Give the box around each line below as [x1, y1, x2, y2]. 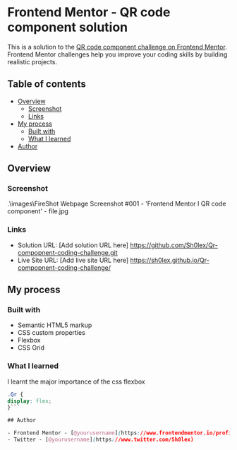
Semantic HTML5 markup [17, 321, 92, 329]
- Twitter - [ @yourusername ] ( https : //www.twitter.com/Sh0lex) [7, 436, 194, 444]
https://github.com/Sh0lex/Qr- [130, 241, 219, 249]
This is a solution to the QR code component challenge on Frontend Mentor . [7, 42, 227, 51]
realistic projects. [7, 57, 58, 66]
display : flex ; [7, 397, 52, 405]
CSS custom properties [17, 328, 86, 337]
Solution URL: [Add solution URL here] [17, 241, 129, 249]
